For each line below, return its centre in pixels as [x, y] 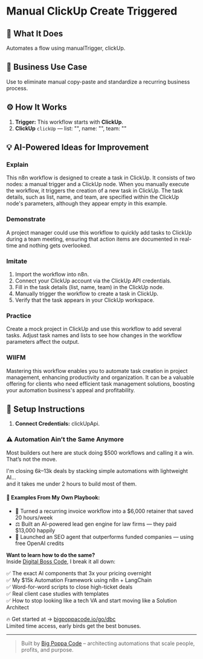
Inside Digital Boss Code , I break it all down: [61, 561]
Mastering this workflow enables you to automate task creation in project [97, 370]
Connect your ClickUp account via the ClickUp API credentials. [93, 281]
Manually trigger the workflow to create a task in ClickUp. [87, 293]
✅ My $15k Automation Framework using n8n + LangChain [79, 580]
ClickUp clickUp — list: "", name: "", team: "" [71, 128]
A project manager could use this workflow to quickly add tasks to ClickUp [99, 232]
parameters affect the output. [43, 342]
